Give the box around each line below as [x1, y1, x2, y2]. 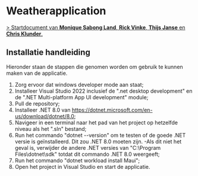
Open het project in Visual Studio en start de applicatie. [14, 163, 150, 170]
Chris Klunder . [6, 30, 43, 37]
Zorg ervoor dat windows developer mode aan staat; [14, 81, 144, 88]
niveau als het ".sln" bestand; [14, 125, 87, 132]
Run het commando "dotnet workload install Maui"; [14, 156, 140, 164]
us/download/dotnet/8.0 [14, 112, 74, 120]
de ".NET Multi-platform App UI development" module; [14, 93, 149, 100]
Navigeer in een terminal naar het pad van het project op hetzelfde [14, 119, 178, 126]
